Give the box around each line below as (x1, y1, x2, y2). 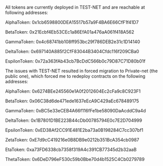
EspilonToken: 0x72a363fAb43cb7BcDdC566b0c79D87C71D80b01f (5, 58, 145, 64)
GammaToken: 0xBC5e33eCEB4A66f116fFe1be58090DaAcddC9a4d (5, 108, 146, 113)
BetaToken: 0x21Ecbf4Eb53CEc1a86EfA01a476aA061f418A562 (5, 29, 134, 35)
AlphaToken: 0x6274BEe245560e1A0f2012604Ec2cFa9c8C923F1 (5, 88, 141, 94)
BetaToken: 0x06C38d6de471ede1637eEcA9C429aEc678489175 (5, 98, 139, 104)
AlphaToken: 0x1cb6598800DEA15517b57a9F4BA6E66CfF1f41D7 (5, 20, 139, 25)
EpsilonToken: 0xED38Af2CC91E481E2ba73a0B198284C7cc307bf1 (5, 127, 144, 133)
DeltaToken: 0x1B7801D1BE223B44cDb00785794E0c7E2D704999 (5, 117, 142, 123)
